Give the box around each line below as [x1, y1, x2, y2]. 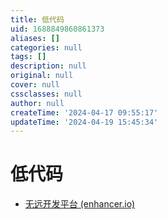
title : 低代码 [10, 14, 65, 25]
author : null [10, 98, 65, 108]
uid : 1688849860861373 [10, 24, 105, 34]
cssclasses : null [10, 89, 83, 99]
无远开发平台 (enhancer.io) [24, 198, 136, 210]
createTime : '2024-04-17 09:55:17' [10, 107, 159, 118]
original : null [10, 71, 74, 81]
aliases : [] [10, 33, 60, 43]
